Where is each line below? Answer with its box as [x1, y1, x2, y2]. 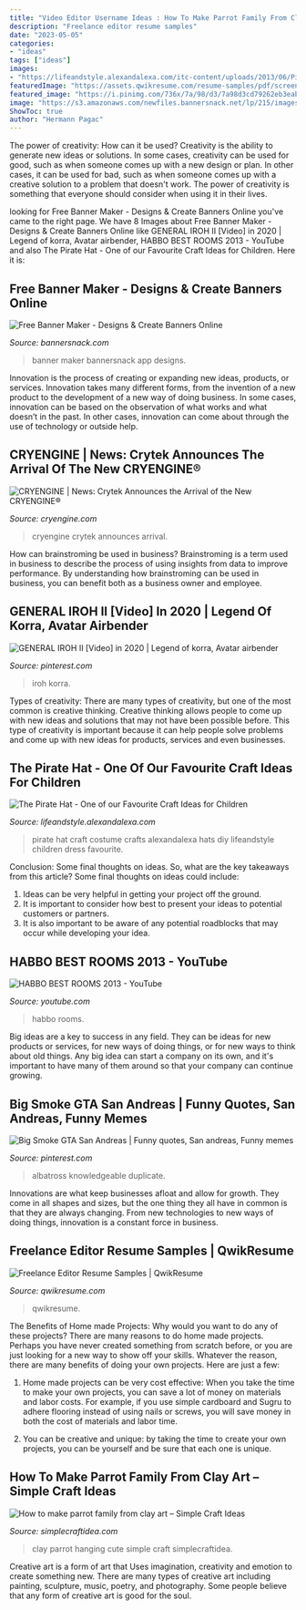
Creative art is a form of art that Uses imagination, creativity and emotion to [9, 1561, 293, 1572]
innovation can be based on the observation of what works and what [9, 401, 268, 412]
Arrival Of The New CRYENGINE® [9, 461, 202, 477]
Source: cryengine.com [9, 512, 97, 524]
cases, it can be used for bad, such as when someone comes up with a [9, 170, 277, 181]
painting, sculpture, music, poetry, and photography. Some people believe [9, 1580, 287, 1591]
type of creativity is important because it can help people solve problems [9, 724, 284, 735]
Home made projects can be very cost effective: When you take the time [22, 1377, 295, 1388]
